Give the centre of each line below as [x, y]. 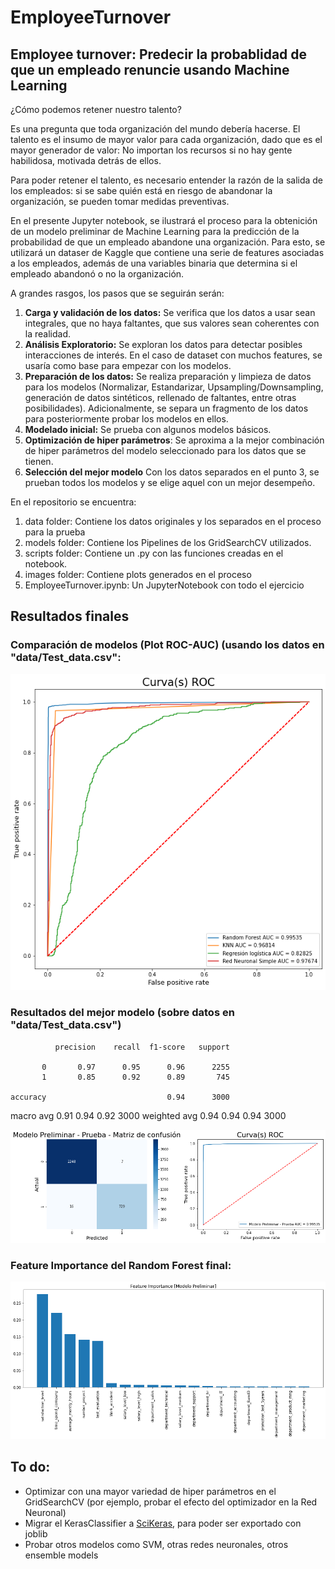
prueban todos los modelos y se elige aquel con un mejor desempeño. [170, 482]
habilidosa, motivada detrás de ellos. [86, 160]
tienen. [39, 461]
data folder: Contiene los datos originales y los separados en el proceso [173, 521]
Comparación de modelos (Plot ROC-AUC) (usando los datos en [167, 645]
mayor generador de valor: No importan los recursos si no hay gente [151, 150]
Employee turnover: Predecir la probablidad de [159, 54]
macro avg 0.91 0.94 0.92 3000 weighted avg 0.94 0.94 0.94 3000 [148, 1115]
